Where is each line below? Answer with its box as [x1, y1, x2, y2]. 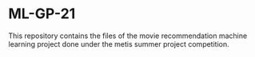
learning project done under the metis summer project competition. [8, 39, 229, 48]
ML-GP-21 [8, 5, 76, 23]
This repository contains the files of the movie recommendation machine [8, 31, 248, 40]
